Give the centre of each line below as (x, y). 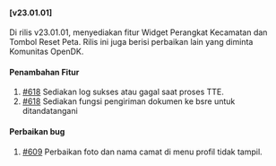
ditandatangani (50, 111)
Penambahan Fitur (44, 72)
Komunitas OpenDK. (47, 52)
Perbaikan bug (37, 131)
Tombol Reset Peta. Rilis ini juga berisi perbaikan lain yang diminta (131, 42)
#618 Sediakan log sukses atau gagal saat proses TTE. (123, 92)
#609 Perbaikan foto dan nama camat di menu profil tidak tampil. (142, 152)
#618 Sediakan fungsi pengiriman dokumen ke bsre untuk (129, 101)
